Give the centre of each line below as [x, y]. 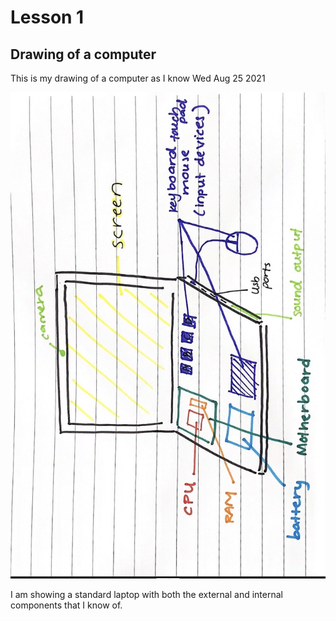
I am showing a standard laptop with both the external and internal [146, 595]
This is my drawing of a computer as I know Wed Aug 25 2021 [138, 78]
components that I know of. [66, 605]
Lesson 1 [47, 17]
